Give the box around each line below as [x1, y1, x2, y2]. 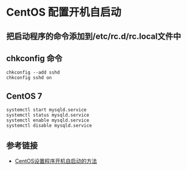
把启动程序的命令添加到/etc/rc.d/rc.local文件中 [6, 31, 181, 41]
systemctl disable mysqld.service [6, 123, 93, 129]
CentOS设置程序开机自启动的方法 [14, 157, 97, 165]
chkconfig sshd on [6, 75, 52, 81]
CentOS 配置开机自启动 [6, 5, 121, 19]
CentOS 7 [6, 91, 42, 101]
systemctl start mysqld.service [6, 107, 87, 113]
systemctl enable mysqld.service [6, 117, 90, 123]
